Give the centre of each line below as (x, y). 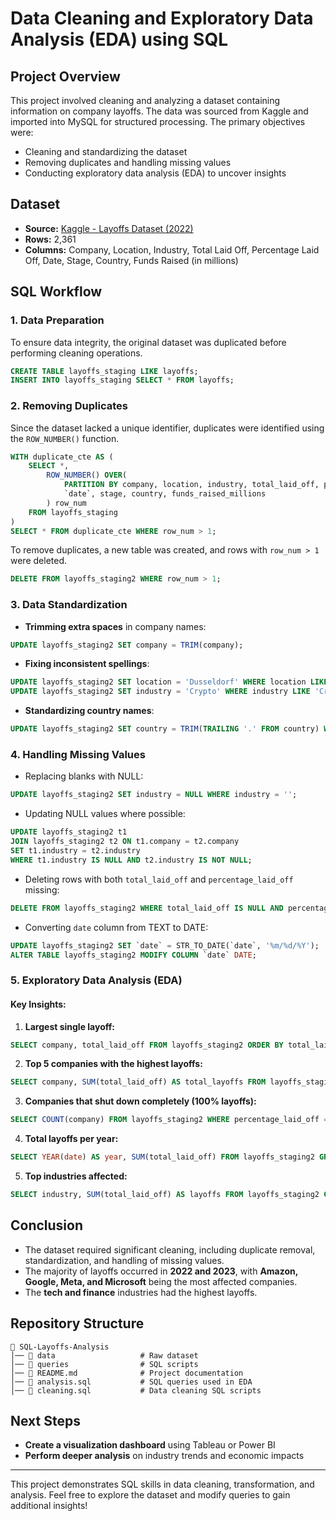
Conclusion (47, 1225)
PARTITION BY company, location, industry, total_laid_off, (191, 485)
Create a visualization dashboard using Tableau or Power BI (150, 1445)
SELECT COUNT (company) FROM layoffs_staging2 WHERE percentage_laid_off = (169, 1120)
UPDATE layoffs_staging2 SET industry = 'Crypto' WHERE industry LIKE (160, 692)
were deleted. (39, 561)
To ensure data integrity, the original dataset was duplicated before (148, 342)
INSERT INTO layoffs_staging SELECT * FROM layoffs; (122, 380)
